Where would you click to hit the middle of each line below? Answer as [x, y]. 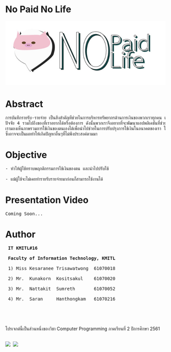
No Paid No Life [38, 9]
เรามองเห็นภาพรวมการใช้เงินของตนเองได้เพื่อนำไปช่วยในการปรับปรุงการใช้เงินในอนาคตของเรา [83, 129]
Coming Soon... [24, 214]
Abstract [24, 104]
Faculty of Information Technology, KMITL [62, 258]
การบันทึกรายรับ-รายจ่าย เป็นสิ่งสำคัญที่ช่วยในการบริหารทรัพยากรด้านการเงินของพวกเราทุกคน [83, 118]
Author [20, 234]
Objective [26, 155]
